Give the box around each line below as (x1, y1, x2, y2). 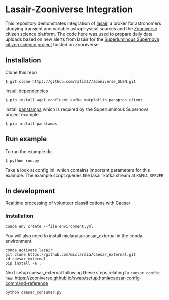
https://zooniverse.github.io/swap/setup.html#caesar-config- (14, 275, 142, 281)
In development (5, 187, 55, 195)
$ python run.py (5, 158, 39, 163)
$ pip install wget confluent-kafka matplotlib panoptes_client (5, 97, 143, 102)
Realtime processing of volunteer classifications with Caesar (5, 200, 131, 206)
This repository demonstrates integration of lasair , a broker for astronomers (5, 20, 162, 26)
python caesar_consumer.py (5, 290, 62, 295)
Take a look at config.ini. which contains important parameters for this (5, 167, 150, 173)
